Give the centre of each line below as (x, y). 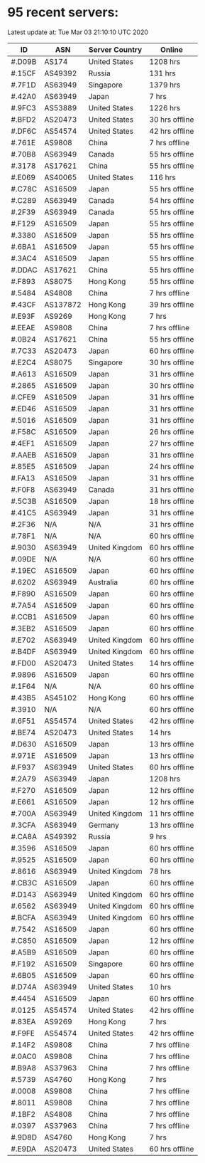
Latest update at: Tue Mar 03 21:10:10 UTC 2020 (78, 32)
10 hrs (160, 986)
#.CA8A (24, 836)
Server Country (115, 49)
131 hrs (162, 73)
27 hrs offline (172, 443)
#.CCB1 (24, 616)
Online (172, 49)
